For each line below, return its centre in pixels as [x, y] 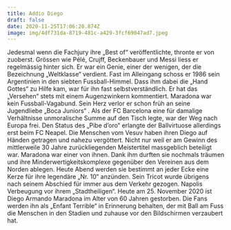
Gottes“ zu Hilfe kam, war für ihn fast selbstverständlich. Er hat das [102, 89]
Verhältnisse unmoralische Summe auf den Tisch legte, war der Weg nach [112, 118]
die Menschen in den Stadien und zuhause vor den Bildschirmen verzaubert [115, 213]
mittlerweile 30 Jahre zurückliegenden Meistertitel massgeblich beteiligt [110, 147]
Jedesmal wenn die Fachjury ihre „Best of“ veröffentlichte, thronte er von [111, 52]
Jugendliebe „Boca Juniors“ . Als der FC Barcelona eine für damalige [105, 111]
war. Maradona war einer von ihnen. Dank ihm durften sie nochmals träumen [116, 155]
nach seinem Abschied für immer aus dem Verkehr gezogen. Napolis [105, 184]
